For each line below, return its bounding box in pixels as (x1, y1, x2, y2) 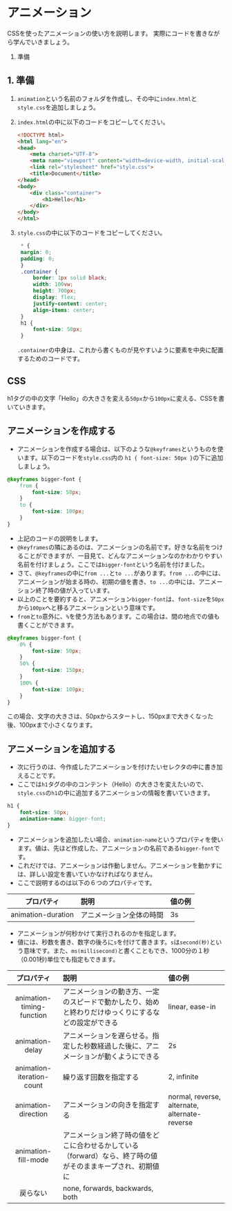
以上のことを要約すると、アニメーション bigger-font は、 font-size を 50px (17, 594, 224, 603)
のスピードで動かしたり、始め (63, 996, 160, 1006)
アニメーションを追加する (7, 743, 116, 755)
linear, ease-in (168, 1001, 216, 1011)
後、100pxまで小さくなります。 (7, 721, 97, 729)
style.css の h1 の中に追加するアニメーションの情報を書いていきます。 (17, 789, 214, 797)
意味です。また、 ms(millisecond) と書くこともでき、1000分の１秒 (23, 946, 210, 954)
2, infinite (168, 1072, 199, 1082)
